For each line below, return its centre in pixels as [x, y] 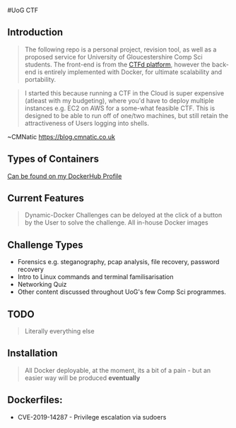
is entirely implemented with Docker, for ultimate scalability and [130, 72]
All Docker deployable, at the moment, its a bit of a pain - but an [118, 370]
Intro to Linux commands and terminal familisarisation [95, 277]
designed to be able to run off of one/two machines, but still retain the [126, 115]
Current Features [46, 198]
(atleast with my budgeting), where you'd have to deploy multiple [119, 100]
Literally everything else [59, 331]
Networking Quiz [42, 285]
